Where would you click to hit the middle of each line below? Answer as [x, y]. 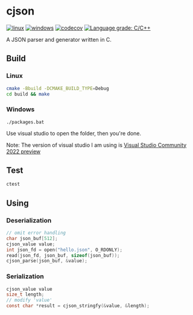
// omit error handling [36, 233]
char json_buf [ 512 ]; [32, 238]
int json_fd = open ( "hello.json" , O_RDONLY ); [64, 250]
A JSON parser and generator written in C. [59, 39]
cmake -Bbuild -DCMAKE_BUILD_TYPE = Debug [58, 88]
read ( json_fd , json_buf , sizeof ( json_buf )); [63, 255]
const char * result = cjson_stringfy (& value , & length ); [78, 306]
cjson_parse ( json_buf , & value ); [47, 261]
